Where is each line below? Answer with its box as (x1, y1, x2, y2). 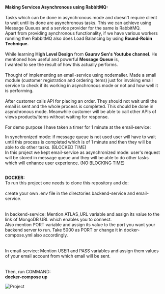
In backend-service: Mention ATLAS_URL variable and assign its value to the (5, 211, 160, 217)
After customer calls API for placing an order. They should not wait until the (5, 98, 157, 104)
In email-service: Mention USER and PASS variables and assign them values (5, 248, 159, 254)
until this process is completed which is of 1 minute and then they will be (5, 139, 151, 145)
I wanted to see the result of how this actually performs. (5, 61, 118, 67)
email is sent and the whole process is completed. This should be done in (5, 103, 154, 109)
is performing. (5, 88, 34, 93)
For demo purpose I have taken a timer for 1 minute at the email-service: (5, 124, 151, 130)
